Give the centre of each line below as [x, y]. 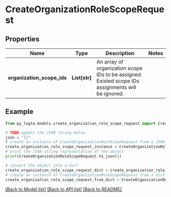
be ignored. [110, 94]
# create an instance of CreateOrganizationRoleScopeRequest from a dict [85, 175]
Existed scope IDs [118, 81]
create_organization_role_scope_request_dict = [57, 170]
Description [120, 53]
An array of [110, 62]
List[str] [81, 78]
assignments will [116, 87]
